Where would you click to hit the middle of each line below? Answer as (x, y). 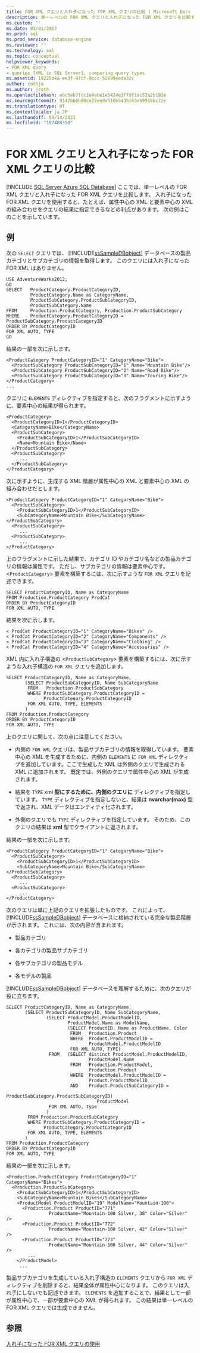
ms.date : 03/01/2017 (32, 28)
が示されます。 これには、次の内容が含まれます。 (66, 925)
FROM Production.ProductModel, (111, 1065)
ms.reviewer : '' (26, 45)
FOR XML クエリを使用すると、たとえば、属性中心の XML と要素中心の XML (100, 202)
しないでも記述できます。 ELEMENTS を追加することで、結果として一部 (106, 1293)
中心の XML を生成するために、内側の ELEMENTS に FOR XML (86, 756)
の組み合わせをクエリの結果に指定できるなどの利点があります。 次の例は (95, 209)
